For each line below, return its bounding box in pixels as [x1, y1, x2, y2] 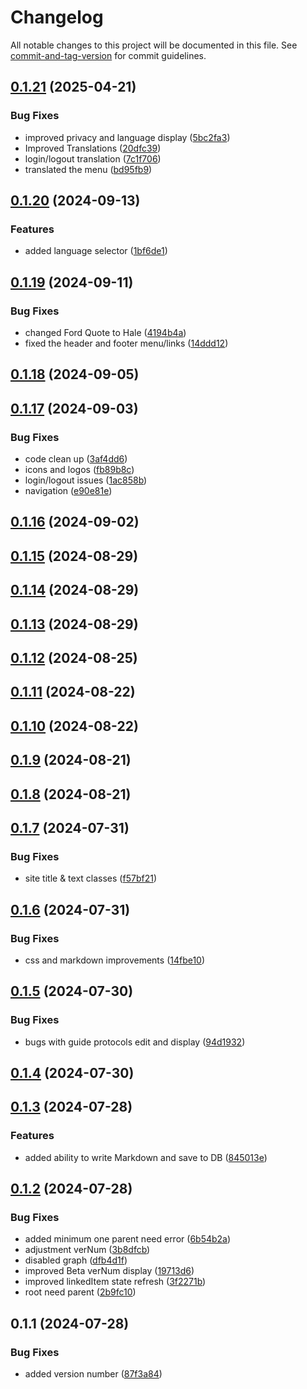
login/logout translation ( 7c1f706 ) [24, 152, 162, 165]
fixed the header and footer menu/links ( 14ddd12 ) [24, 337, 229, 349]
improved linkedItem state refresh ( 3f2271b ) [24, 1276, 207, 1288]
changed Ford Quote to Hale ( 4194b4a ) [24, 327, 187, 338]
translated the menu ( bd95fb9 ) [24, 163, 153, 175]
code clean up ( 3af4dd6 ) [24, 453, 128, 465]
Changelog [10, 6, 104, 29]
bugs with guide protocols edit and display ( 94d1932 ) [24, 1036, 246, 1048]
